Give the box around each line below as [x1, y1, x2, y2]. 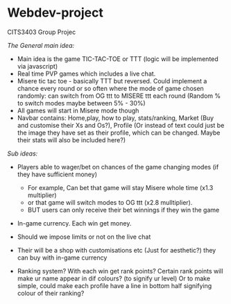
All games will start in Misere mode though [17, 106, 139, 115]
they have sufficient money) [17, 170, 97, 178]
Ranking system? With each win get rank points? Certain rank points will [17, 267, 223, 275]
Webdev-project [7, 5, 104, 21]
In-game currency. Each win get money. [17, 219, 132, 227]
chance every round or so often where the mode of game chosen [17, 84, 205, 92]
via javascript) [17, 62, 58, 70]
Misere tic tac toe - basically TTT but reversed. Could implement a [17, 76, 207, 85]
